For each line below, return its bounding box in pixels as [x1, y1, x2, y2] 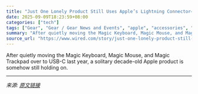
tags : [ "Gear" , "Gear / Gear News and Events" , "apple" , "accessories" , [6, 25, 189, 31]
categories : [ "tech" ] [6, 19, 60, 25]
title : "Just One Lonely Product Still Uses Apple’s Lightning [6, 8, 165, 15]
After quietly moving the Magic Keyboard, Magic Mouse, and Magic [6, 52, 170, 58]
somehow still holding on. [6, 64, 68, 71]
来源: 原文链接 [6, 82, 40, 88]
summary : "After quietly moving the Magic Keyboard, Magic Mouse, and [6, 30, 183, 36]
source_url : [6, 36, 35, 41]
